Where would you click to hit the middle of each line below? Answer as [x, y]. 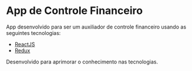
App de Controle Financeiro [74, 11]
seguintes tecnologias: [33, 33]
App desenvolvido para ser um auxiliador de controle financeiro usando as [96, 27]
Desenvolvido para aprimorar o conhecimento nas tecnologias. [82, 62]
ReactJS [25, 44]
